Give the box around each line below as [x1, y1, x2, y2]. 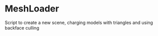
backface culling [5, 24, 39, 30]
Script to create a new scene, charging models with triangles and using [5, 19, 153, 25]
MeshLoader [5, 3, 59, 14]
